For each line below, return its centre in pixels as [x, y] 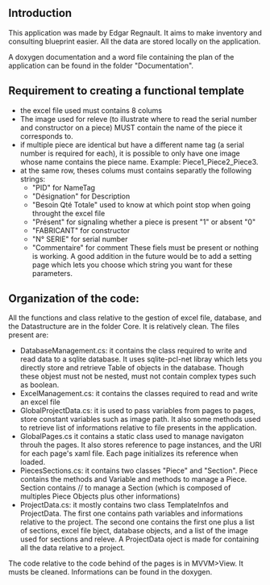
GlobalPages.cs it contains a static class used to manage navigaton [132, 437]
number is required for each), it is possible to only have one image [130, 153]
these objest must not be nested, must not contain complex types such [138, 376]
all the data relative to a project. [73, 548]
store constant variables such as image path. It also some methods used [140, 420]
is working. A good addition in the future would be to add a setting [142, 256]
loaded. [33, 462]
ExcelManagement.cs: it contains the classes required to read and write [139, 394]
